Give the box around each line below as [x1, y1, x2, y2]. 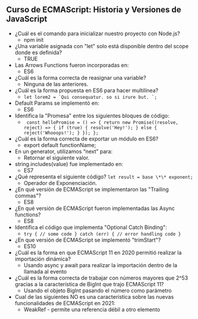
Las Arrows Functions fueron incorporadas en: [14, 61, 129, 68]
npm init [23, 36, 44, 43]
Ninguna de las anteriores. [23, 80, 89, 87]
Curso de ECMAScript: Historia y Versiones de [6, 5, 181, 15]
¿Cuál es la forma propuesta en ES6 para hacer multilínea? [14, 86, 159, 94]
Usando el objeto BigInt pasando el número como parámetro [23, 287, 172, 294]
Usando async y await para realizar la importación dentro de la [23, 261, 177, 268]
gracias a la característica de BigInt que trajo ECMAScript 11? [14, 280, 165, 287]
